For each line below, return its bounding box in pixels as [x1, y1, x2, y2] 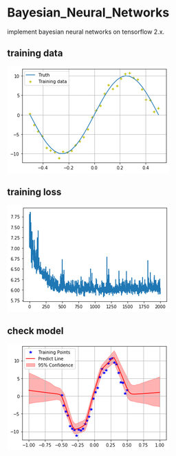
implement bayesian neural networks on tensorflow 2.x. [7, 28, 165, 36]
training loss [7, 186, 62, 198]
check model [7, 325, 64, 336]
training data [7, 47, 63, 59]
